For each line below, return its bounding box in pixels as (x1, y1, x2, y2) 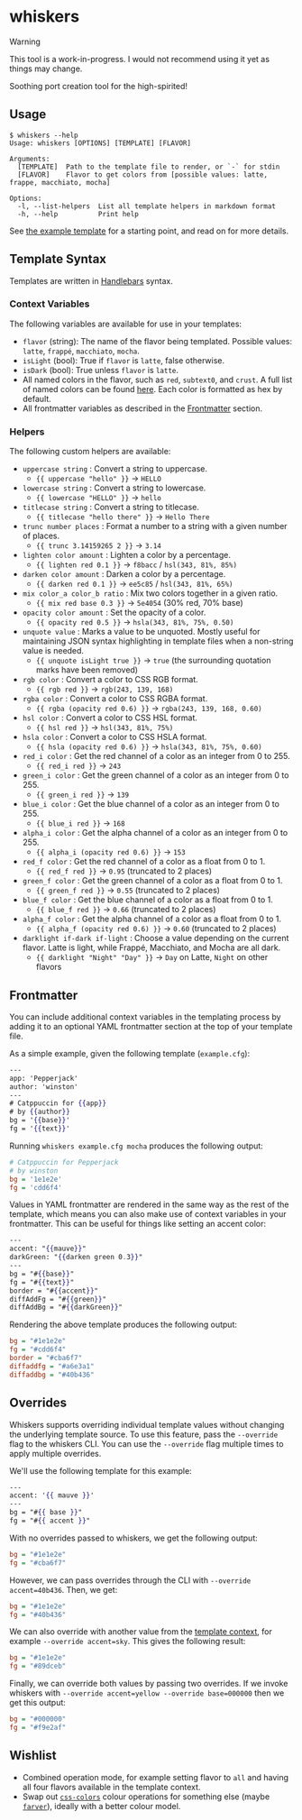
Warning (9, 36, 41, 47)
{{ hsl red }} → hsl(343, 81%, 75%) (35, 722, 174, 733)
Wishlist (9, 1748, 57, 1763)
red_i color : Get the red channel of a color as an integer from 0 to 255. (22, 751, 290, 762)
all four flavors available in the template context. (22, 1781, 201, 1792)
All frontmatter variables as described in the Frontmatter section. (22, 403, 263, 414)
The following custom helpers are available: (9, 446, 171, 457)
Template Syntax (9, 252, 106, 267)
